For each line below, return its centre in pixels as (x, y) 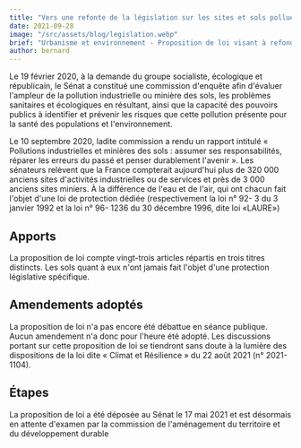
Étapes (29, 393)
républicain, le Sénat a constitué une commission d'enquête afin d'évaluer (146, 86)
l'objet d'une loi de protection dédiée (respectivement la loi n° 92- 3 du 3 (144, 199)
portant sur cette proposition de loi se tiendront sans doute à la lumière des (148, 345)
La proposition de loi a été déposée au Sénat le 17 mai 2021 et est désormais (150, 414)
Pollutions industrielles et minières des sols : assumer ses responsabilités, (146, 151)
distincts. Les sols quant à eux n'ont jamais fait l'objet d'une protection (139, 267)
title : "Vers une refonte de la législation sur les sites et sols (138, 17)
